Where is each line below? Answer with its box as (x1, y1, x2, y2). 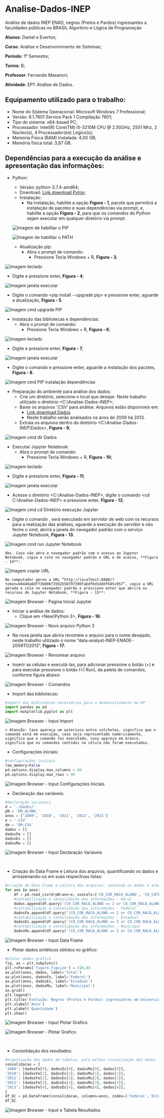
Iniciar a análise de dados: (12, 608, 65, 614)
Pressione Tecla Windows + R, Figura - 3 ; (34, 254, 118, 260)
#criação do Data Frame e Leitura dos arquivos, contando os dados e (5, 883, 150, 888)
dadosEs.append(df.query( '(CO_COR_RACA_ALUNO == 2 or (14, 920, 125, 924)
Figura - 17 (42, 643, 64, 648)
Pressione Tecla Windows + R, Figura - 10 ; (26, 454, 113, 460)
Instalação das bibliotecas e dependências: (12, 316, 100, 322)
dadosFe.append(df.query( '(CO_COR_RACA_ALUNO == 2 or (14, 910, 125, 915)
